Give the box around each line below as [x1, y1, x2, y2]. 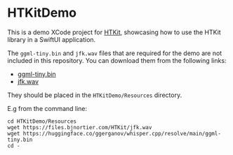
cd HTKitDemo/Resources [7, 117, 77, 125]
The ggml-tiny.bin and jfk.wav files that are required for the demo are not [7, 49, 222, 57]
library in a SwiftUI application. [7, 35, 96, 43]
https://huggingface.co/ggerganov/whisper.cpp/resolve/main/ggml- [22, 130, 221, 137]
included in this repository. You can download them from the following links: [7, 56, 227, 64]
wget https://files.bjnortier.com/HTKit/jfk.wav [7, 124, 152, 131]
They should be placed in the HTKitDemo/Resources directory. [7, 91, 182, 99]
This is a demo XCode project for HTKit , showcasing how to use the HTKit [7, 28, 221, 36]
